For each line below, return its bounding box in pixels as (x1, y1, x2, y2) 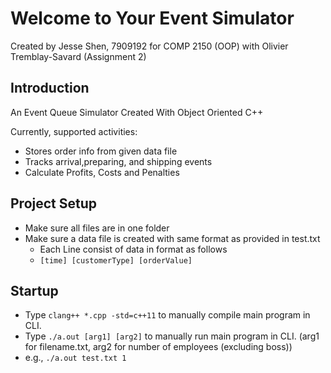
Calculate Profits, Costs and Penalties (24, 166, 180, 178)
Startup (10, 282, 59, 299)
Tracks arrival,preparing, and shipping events (24, 155, 213, 167)
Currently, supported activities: (10, 125, 138, 137)
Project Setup (10, 195, 98, 212)
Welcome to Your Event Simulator (10, 7, 295, 30)
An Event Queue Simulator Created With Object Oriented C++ (10, 106, 264, 118)
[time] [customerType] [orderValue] (39, 255, 193, 266)
